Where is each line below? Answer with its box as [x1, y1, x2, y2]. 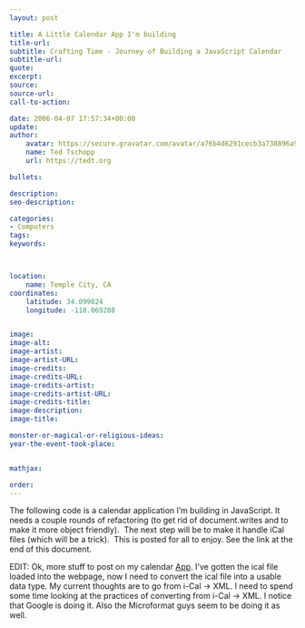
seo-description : [9, 198, 75, 207]
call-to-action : [9, 97, 71, 106]
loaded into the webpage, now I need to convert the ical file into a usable [9, 571, 281, 582]
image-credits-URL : [9, 372, 84, 381]
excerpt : [9, 72, 43, 82]
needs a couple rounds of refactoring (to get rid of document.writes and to [9, 515, 289, 526]
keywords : [9, 239, 47, 248]
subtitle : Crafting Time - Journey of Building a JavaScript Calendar [9, 46, 282, 56]
